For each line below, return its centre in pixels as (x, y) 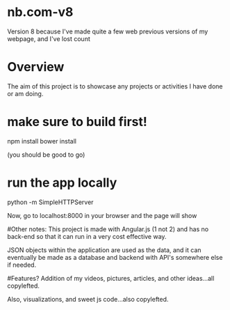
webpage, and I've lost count (49, 38)
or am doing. (25, 93)
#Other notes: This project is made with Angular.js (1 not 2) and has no (108, 229)
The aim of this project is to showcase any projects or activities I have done (115, 86)
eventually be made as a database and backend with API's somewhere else (115, 257)
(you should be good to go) (46, 155)
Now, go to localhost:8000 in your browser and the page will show (102, 215)
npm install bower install (42, 141)
